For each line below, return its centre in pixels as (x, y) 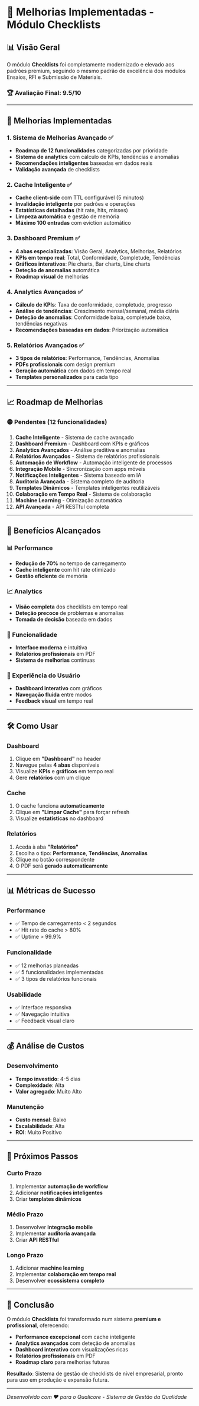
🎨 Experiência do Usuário (43, 675)
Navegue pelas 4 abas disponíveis (57, 765)
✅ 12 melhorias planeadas (47, 965)
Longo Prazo (25, 1255)
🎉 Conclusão (31, 1305)
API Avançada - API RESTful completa (62, 506)
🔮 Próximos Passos (43, 1157)
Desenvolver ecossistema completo (60, 1281)
